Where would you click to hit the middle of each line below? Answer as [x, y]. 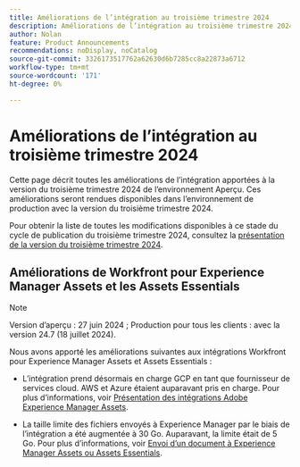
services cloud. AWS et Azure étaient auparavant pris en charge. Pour [151, 388]
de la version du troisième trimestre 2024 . [86, 244]
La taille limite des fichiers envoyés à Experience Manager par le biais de [156, 424]
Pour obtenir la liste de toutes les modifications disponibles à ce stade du [144, 225]
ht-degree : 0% [36, 84]
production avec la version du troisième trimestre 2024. [112, 208]
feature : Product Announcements [69, 42]
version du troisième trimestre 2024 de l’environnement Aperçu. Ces [135, 189]
